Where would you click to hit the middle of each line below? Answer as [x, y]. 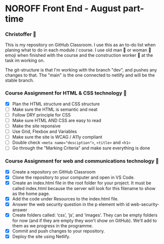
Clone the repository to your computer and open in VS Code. [73, 177]
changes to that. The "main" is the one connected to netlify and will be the [80, 75]
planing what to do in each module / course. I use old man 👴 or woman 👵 [78, 50]
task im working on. [25, 61]
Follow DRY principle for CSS [41, 115]
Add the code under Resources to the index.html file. [65, 198]
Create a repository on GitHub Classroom [54, 171]
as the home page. [31, 194]
